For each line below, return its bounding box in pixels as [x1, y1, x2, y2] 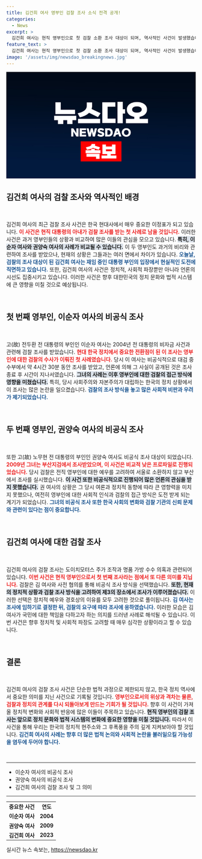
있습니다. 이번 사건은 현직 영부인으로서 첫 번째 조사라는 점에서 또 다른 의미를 [6, 573, 182, 581]
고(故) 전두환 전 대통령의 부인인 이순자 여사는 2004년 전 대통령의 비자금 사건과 [6, 340, 191, 348]
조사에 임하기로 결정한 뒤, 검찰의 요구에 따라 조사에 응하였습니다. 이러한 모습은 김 [6, 603, 194, 611]
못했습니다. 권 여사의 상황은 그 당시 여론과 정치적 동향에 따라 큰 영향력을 [12, 483, 181, 490]
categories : [6, 16, 36, 22]
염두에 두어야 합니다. [12, 739, 61, 746]
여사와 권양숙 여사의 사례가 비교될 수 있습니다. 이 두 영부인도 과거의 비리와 [17, 243, 189, 251]
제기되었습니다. [12, 393, 49, 401]
